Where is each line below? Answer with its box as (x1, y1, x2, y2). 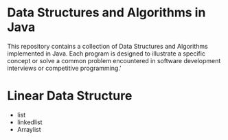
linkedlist (16, 118, 43, 126)
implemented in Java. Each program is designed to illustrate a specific (7, 49, 206, 58)
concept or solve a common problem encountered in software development (7, 56, 221, 65)
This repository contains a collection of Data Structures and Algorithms (7, 42, 208, 50)
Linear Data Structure (7, 88, 133, 104)
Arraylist (16, 125, 41, 133)
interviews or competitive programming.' (7, 64, 122, 72)
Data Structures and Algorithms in (7, 5, 206, 21)
